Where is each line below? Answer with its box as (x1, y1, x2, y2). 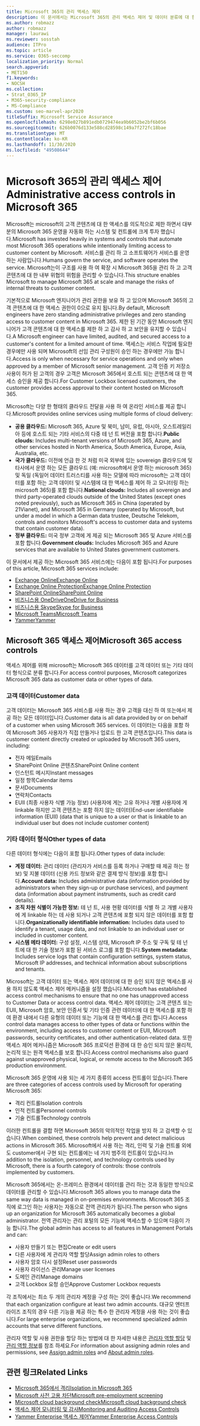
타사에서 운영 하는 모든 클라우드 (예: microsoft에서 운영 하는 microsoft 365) (14, 464, 192, 471)
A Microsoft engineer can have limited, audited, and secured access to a (12, 333, 190, 340)
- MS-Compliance (6, 102, 46, 109)
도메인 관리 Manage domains (14, 1273, 83, 1280)
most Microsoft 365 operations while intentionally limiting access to (6, 242, 171, 249)
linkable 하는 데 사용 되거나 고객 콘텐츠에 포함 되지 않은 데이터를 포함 (27, 911, 187, 918)
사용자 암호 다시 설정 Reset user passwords (14, 1258, 117, 1265)
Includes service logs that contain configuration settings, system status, (14, 953, 192, 960)
